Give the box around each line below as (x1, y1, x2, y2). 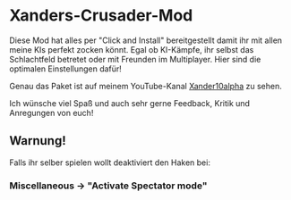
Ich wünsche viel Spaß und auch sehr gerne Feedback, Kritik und (9, 97, 251, 108)
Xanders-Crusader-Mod (9, 5, 193, 26)
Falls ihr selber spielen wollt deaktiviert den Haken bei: (9, 157, 210, 168)
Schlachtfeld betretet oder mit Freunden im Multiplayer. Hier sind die (9, 54, 261, 64)
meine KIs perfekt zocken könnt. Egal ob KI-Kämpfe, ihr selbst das (9, 44, 254, 54)
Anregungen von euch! (9, 107, 94, 118)
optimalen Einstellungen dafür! (9, 63, 123, 74)
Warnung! (9, 133, 67, 148)
